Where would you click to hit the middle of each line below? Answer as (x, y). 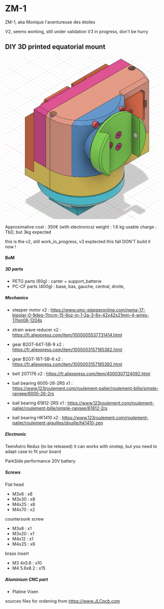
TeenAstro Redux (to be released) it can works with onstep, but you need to (81, 446)
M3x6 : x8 (22, 494)
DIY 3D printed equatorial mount (55, 47)
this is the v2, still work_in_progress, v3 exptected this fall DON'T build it (78, 241)
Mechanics (17, 297)
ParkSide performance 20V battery (40, 461)
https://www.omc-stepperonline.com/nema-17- (98, 310)
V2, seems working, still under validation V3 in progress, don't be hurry (77, 31)
